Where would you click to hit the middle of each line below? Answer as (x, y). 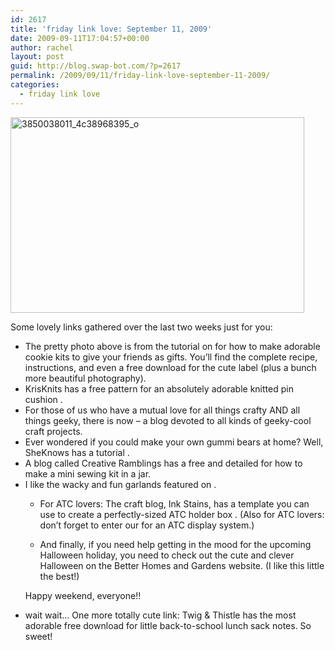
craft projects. (53, 431)
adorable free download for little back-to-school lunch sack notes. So (168, 625)
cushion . (43, 399)
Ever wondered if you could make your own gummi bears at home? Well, (174, 442)
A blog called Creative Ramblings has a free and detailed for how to (163, 463)
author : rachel (42, 47)
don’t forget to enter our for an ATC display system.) (147, 525)
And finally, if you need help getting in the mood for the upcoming (175, 544)
